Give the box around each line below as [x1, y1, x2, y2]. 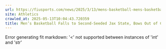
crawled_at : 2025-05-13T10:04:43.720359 [5, 16, 90, 21]
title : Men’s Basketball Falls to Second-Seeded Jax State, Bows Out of [5, 21, 158, 26]
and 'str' [5, 40, 22, 46]
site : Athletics [5, 12, 39, 17]
